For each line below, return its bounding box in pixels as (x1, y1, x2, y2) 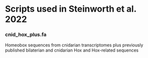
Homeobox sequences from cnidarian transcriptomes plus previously (5, 42, 143, 48)
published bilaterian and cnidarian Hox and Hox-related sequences (5, 47, 139, 53)
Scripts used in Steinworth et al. (5, 3, 137, 15)
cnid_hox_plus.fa (5, 31, 47, 38)
